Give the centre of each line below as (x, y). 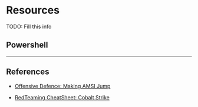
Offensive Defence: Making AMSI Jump (62, 86)
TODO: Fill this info (29, 26)
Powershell (27, 45)
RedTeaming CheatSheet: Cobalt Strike (62, 97)
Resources (33, 10)
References (28, 72)
